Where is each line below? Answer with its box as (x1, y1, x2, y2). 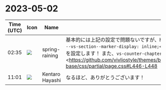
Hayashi (41, 77, 61, 84)
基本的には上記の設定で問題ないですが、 (66, 36, 160, 43)
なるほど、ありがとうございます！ (66, 74, 145, 81)
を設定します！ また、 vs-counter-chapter (66, 50, 162, 57)
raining (41, 52, 58, 59)
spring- (41, 45, 60, 52)
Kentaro (41, 70, 61, 77)
